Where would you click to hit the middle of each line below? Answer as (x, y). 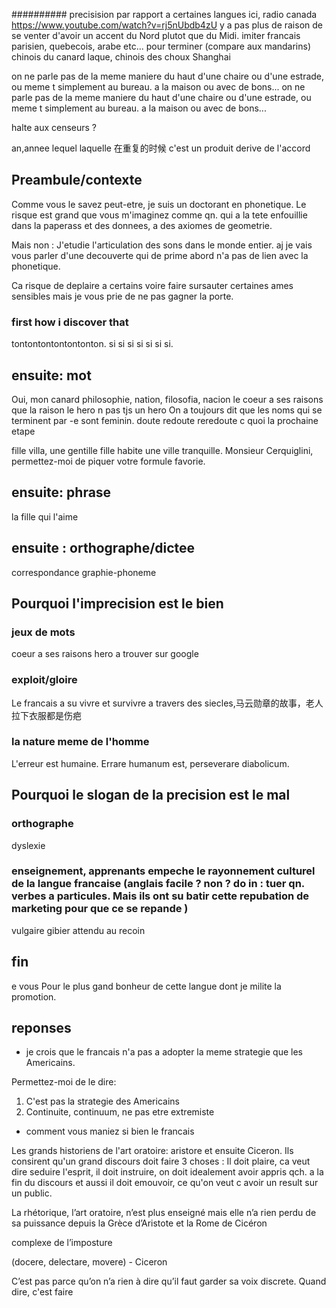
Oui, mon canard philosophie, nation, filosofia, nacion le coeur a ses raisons (167, 399)
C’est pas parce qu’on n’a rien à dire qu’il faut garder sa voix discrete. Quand (169, 1281)
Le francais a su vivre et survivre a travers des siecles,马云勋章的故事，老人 (167, 703)
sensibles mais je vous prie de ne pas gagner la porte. (122, 296)
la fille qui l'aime (45, 516)
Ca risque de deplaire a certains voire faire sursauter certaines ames (152, 285)
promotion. (34, 996)
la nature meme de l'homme (80, 742)
